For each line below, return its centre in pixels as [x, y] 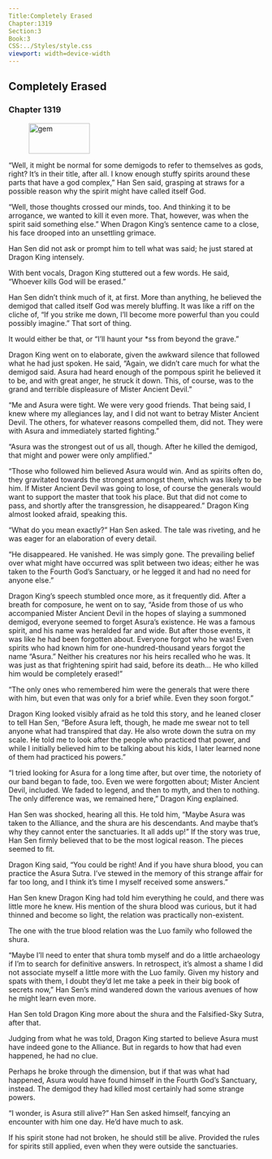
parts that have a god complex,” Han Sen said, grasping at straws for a [127, 182]
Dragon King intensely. [47, 257]
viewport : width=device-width [60, 54]
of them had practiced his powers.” [67, 757]
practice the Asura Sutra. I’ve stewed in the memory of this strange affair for [136, 873]
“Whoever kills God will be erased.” [67, 281]
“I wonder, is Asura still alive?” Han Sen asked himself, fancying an [120, 1113]
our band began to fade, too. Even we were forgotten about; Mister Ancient [134, 781]
